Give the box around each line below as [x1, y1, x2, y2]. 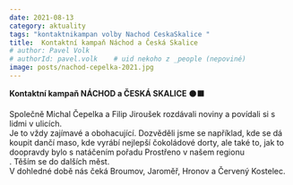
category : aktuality [9, 21, 87, 30]
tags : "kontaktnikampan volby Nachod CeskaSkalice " [9, 29, 211, 38]
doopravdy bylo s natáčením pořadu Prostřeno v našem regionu [9, 147, 245, 157]
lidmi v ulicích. [9, 118, 63, 129]
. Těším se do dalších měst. [9, 156, 110, 166]
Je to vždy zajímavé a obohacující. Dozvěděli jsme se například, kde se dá [9, 127, 283, 139]
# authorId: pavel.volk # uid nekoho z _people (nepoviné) [9, 55, 246, 63]
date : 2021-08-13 [9, 13, 74, 22]
